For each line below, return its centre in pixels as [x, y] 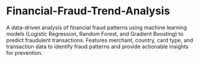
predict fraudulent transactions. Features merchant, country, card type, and [100, 40]
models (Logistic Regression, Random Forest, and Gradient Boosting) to [95, 33]
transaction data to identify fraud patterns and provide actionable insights [97, 46]
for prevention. [25, 52]
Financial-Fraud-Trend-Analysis [88, 11]
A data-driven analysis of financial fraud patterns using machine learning [97, 27]
